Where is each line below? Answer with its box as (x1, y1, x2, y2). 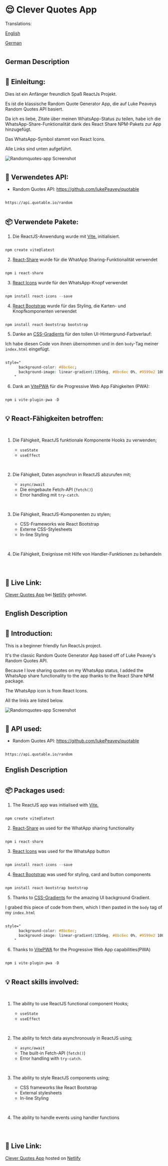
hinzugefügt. (5, 126, 31, 132)
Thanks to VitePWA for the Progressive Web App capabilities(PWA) (12, 947, 151, 953)
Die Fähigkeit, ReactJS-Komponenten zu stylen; (12, 511, 111, 517)
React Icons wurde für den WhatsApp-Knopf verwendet (12, 279, 127, 285)
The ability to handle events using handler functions (12, 1114, 119, 1120)
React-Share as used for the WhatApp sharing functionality (12, 825, 134, 831)
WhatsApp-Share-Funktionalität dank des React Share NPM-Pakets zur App (5, 121, 161, 127)
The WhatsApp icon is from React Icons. (5, 687, 88, 693)
